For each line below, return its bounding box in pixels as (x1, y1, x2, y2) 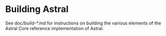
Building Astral (5, 3, 69, 15)
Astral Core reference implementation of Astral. (5, 25, 104, 31)
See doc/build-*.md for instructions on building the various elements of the (5, 20, 161, 26)
